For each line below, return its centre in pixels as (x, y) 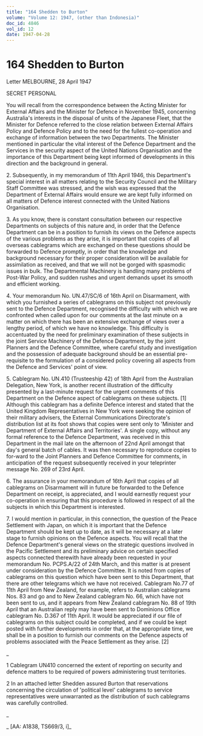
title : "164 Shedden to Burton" (47, 12)
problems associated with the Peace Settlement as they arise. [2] (88, 642)
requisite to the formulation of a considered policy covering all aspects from (101, 360)
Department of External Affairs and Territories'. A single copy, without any (98, 430)
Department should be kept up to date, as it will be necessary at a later (95, 532)
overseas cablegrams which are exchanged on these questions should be (98, 245)
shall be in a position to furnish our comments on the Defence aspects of (97, 635)
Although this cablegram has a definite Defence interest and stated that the (100, 405)
